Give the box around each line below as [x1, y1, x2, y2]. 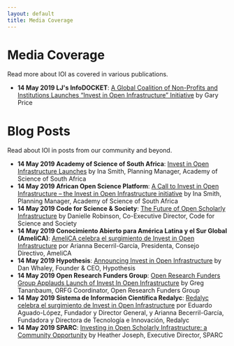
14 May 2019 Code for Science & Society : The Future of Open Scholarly [17, 205, 226, 213]
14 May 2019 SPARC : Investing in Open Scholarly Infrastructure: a [17, 324, 207, 332]
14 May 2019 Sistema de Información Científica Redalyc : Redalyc [17, 293, 210, 302]
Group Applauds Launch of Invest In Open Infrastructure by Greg [17, 279, 205, 287]
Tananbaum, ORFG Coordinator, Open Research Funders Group [17, 286, 200, 295]
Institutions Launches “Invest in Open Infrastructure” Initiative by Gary [17, 91, 219, 99]
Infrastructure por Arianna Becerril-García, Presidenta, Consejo [17, 242, 200, 250]
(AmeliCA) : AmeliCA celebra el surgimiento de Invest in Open [17, 234, 195, 242]
